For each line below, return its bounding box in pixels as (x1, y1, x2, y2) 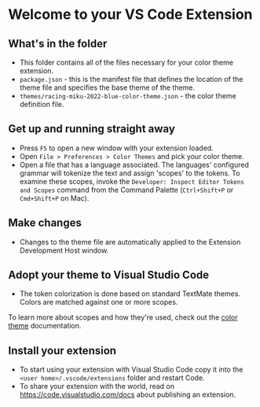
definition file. (19, 100, 64, 109)
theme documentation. (8, 321, 82, 331)
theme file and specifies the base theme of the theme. (19, 83, 195, 92)
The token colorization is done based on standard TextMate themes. (19, 289, 241, 298)
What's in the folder (8, 37, 108, 50)
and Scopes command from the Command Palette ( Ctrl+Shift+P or (19, 185, 234, 194)
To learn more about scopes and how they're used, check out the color (8, 313, 238, 322)
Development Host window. (19, 246, 109, 255)
